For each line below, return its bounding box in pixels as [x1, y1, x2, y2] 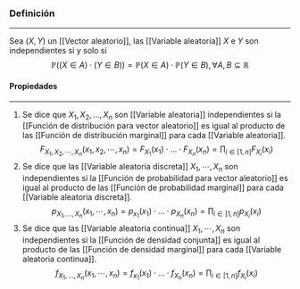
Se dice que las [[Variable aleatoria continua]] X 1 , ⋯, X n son [21, 223, 241, 236]
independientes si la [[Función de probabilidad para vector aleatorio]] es [21, 173, 288, 184]
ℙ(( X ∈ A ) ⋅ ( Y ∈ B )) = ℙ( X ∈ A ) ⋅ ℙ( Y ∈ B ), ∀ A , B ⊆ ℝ [50, 60, 250, 70]
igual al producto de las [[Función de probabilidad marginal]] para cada [21, 182, 284, 194]
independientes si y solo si [9, 45, 107, 56]
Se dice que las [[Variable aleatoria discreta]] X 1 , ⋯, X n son [21, 161, 238, 174]
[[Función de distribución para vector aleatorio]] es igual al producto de [21, 120, 286, 131]
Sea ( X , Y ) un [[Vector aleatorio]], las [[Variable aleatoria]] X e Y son [9, 36, 259, 46]
